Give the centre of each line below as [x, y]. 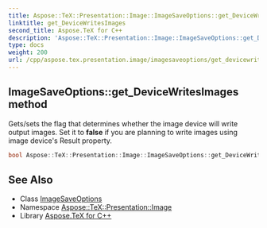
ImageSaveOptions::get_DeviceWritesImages [124, 92]
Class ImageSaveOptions [61, 199]
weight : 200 [28, 52]
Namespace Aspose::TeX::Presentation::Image [96, 207]
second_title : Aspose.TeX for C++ [66, 30]
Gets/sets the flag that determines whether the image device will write [123, 123]
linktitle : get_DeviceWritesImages [67, 23]
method [28, 104]
